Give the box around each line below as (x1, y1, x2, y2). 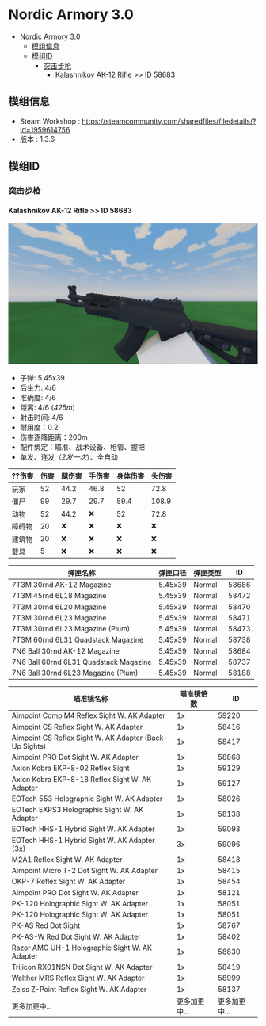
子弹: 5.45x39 (19, 372, 66, 382)
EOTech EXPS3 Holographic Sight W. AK (11, 805, 144, 814)
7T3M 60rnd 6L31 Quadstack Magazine (11, 635, 144, 645)
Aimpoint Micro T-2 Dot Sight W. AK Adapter (11, 866, 158, 875)
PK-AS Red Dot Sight (11, 921, 81, 930)
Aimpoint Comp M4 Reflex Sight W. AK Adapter (11, 711, 166, 720)
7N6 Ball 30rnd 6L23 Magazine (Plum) (11, 668, 139, 678)
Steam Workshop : (19, 116, 81, 126)
